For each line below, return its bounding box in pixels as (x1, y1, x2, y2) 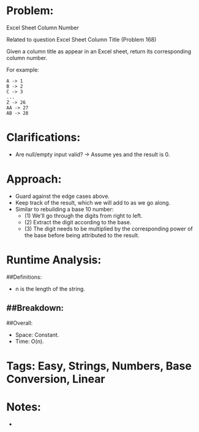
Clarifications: (6, 131, 81, 145)
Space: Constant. (15, 331, 59, 338)
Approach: (6, 172, 62, 186)
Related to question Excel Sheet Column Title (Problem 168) (6, 36, 157, 43)
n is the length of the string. (15, 285, 86, 292)
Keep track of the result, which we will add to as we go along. (15, 199, 171, 206)
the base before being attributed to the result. (24, 231, 140, 239)
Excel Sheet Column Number (6, 24, 80, 31)
